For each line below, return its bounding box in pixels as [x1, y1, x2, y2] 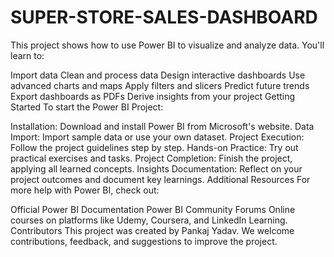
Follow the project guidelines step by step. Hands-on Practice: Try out [10, 141, 299, 153]
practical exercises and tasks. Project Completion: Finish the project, [10, 152, 293, 164]
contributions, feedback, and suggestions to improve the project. [10, 235, 278, 247]
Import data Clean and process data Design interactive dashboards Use [10, 69, 306, 81]
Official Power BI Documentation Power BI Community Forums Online [10, 203, 296, 215]
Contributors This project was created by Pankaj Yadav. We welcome [10, 224, 295, 236]
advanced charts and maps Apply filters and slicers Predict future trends [10, 79, 310, 91]
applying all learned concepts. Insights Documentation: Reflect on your [10, 162, 303, 175]
